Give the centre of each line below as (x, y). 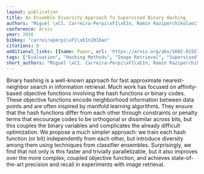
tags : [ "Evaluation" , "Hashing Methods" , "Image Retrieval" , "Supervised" (103, 57)
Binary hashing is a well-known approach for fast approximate (84, 80)
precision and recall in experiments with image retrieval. (95, 164)
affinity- (187, 86)
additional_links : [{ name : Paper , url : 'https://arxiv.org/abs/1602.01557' (104, 52)
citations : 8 (23, 46)
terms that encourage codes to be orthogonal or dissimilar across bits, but (99, 119)
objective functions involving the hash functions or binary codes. (104, 93)
